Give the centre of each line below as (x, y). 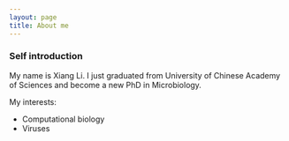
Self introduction (46, 56)
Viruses (36, 128)
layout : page (33, 17)
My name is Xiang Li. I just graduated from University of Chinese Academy (145, 75)
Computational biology (63, 119)
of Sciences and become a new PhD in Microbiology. (105, 85)
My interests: (33, 101)
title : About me (39, 26)
